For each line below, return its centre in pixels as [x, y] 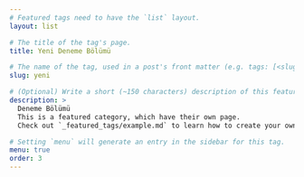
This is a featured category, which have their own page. [129, 117]
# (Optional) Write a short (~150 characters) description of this [139, 92]
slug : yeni [30, 76]
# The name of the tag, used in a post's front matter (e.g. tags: [139, 67]
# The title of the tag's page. [70, 42]
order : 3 [26, 159]
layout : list [34, 26]
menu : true [30, 150]
